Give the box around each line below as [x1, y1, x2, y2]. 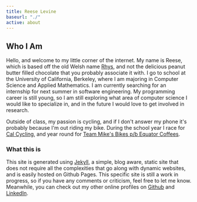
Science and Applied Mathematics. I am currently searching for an [6, 82, 166, 89]
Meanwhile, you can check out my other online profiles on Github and [6, 183, 175, 191]
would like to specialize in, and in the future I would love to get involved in [6, 100, 185, 107]
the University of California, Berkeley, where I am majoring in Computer [6, 76, 179, 83]
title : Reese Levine [6, 8, 57, 15]
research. [6, 107, 29, 114]
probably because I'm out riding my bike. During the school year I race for [6, 124, 185, 132]
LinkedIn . [6, 190, 28, 197]
